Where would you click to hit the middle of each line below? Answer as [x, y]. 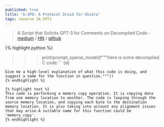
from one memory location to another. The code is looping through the [80, 98]
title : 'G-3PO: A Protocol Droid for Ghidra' [53, 14]
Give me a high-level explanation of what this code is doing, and [76, 72]
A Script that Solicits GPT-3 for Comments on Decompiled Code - [84, 33]
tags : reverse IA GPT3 [28, 19]
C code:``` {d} [56, 63]
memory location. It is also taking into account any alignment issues [80, 107]
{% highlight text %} [27, 89]
